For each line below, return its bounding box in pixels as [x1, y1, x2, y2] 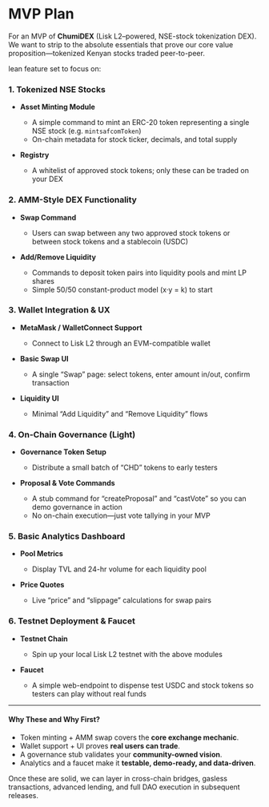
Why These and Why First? [8, 715, 100, 724]
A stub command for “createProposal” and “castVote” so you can [31, 494, 247, 503]
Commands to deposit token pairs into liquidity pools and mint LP [31, 268, 247, 277]
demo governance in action [31, 502, 122, 512]
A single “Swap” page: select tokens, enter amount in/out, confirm [31, 369, 251, 379]
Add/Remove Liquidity [19, 252, 96, 261]
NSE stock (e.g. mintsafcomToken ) [31, 126, 142, 136]
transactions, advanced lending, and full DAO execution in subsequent [8, 782, 240, 792]
